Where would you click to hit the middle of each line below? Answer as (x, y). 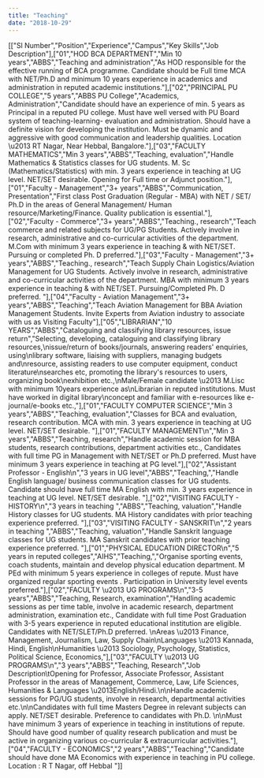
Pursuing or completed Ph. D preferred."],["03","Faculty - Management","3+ (131, 255)
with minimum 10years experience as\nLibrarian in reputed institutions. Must (132, 389)
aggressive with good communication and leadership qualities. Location (125, 137)
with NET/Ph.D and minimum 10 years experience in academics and (118, 79)
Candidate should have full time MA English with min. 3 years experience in (130, 489)
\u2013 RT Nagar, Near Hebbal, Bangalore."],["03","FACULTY (107, 146)
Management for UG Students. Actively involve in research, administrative (128, 271)
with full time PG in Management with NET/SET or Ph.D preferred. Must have (132, 456)
